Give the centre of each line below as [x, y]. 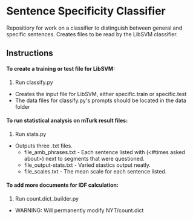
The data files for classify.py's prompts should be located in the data [100, 100]
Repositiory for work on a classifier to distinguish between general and [94, 28]
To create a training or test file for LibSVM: [61, 68]
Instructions [30, 53]
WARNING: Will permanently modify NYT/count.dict [79, 210]
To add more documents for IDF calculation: [63, 185]
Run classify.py [34, 82]
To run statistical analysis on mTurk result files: [67, 121]
